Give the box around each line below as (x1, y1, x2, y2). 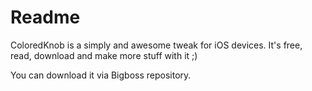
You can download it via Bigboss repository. (10, 69, 192, 81)
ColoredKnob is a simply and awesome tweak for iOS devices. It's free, (10, 39, 303, 51)
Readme (10, 6, 81, 29)
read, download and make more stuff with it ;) (10, 49, 198, 61)
